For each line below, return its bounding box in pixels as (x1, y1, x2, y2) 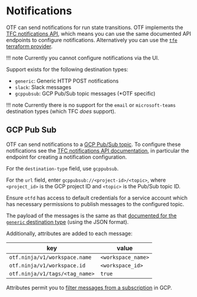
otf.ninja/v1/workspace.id (9, 262, 86, 268)
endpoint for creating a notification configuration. (6, 153, 127, 160)
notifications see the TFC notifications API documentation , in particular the (6, 147, 189, 154)
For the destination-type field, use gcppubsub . (6, 165, 119, 172)
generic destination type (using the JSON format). (6, 218, 129, 225)
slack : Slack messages (14, 83, 71, 90)
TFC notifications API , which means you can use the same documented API (6, 30, 192, 37)
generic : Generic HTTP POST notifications (14, 77, 119, 84)
